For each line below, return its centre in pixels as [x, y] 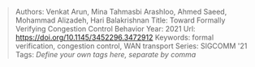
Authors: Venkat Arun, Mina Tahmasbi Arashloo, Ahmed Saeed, [121, 12]
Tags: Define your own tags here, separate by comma [106, 54]
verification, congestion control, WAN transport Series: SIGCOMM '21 [131, 46]
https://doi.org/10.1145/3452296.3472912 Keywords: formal [115, 37]
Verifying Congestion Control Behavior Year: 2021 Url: [105, 29]
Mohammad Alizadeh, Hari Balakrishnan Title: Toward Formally [120, 20]
